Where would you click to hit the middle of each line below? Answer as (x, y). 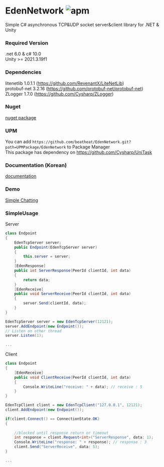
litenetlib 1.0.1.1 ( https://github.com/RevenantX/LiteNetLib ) (65, 83)
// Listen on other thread (33, 331)
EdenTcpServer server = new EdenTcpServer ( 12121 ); (59, 322)
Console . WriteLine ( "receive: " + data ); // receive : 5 (83, 387)
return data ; (37, 280)
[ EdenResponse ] (30, 266)
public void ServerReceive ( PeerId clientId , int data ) (73, 294)
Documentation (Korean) (36, 166)
